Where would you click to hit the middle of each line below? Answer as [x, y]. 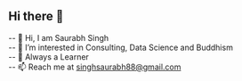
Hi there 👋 [36, 16]
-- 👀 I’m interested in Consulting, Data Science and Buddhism [121, 47]
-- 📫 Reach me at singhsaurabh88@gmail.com [95, 67]
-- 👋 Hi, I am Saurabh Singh [59, 37]
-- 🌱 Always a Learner [49, 57]
